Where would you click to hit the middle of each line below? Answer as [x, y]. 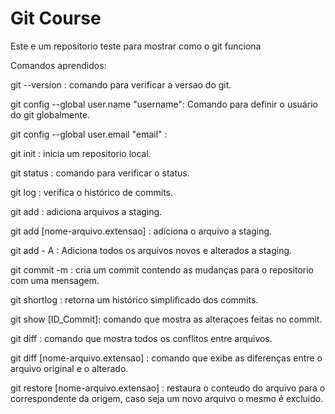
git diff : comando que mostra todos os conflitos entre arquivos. [141, 338]
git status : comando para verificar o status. [100, 173]
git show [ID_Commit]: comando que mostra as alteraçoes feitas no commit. [166, 319]
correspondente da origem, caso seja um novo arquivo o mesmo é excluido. [167, 398]
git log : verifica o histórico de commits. [92, 192]
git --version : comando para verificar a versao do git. [121, 84]
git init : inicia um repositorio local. [81, 153]
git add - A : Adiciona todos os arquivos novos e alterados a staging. [151, 250]
